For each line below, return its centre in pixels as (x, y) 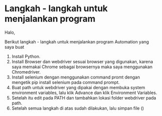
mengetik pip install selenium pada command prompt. (66, 82)
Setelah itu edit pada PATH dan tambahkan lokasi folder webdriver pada (84, 97)
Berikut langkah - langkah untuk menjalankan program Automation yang (77, 41)
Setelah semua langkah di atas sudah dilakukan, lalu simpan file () (78, 108)
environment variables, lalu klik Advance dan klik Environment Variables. (84, 93)
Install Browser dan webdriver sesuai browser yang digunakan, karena (82, 61)
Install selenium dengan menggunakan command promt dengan (76, 77)
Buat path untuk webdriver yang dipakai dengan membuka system (78, 87)
